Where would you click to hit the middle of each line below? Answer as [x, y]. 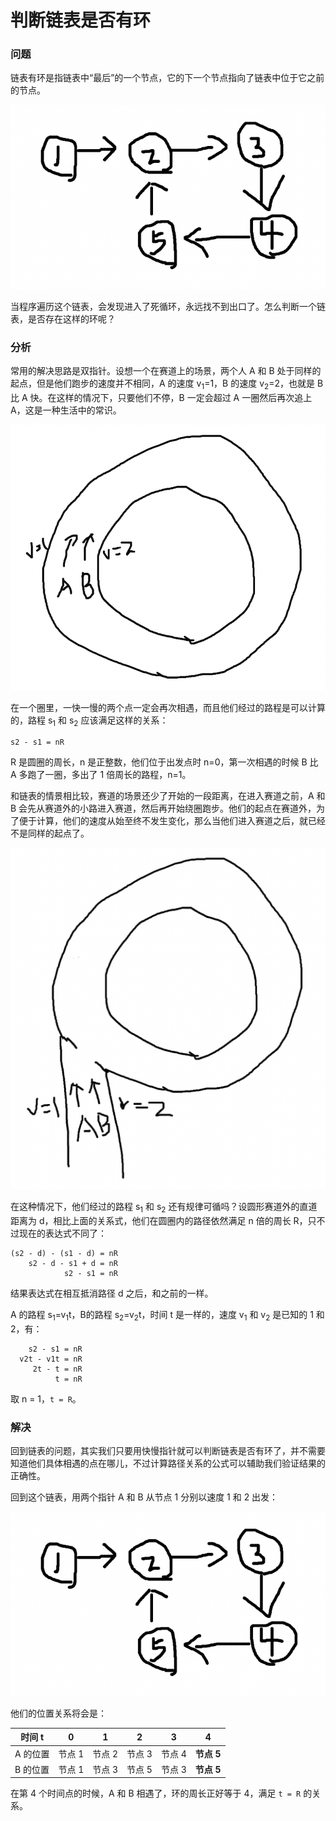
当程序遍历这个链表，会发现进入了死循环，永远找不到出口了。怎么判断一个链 [168, 307]
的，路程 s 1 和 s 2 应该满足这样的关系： [89, 721]
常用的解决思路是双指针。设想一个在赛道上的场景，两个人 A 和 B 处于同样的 [166, 371]
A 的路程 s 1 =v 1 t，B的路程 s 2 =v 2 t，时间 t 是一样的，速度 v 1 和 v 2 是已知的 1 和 [167, 1316]
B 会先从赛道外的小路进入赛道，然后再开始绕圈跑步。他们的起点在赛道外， [163, 808]
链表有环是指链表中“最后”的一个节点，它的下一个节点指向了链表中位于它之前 [167, 78]
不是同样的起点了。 [50, 833]
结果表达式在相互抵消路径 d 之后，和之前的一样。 [112, 1293]
